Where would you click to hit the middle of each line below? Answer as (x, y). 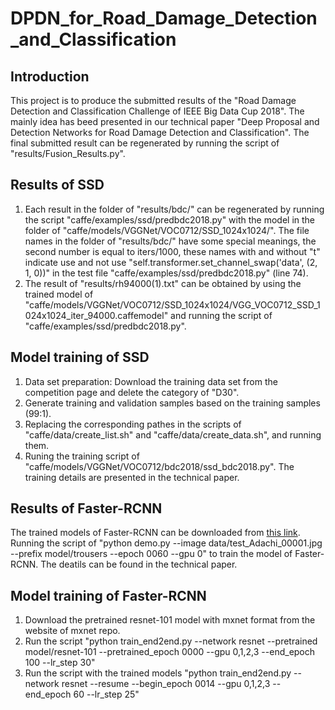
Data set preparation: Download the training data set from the (151, 381)
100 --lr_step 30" (60, 663)
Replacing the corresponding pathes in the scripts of (133, 424)
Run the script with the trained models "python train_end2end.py (158, 673)
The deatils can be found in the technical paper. (139, 564)
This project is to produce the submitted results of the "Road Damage (153, 100)
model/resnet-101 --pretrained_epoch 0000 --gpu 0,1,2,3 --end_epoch (170, 652)
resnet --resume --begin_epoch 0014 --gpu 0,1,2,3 (166, 684)
